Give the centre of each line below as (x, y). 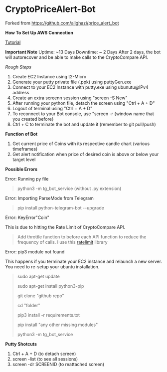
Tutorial (13, 42)
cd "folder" (29, 305)
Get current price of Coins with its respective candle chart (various (81, 144)
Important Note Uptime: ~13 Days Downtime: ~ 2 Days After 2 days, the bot (83, 52)
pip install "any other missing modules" (58, 325)
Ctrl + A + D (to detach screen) (44, 354)
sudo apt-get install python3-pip (51, 286)
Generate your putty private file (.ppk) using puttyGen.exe (72, 82)
